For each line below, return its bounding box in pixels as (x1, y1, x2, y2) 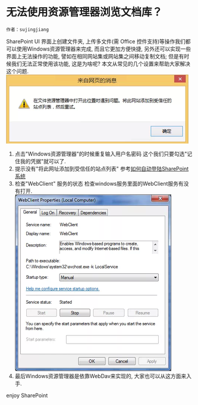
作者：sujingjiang (6, 26, 49, 33)
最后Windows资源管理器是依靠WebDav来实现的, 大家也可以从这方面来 (14, 372, 187, 379)
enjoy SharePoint (6, 391, 48, 399)
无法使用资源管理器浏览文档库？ (6, 5, 163, 19)
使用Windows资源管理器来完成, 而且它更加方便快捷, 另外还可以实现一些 (16, 45, 191, 52)
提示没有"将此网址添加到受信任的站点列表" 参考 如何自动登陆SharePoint (14, 165, 189, 172)
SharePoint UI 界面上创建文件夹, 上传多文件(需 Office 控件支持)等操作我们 (6, 38, 186, 45)
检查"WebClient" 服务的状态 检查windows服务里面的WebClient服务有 (14, 180, 184, 187)
